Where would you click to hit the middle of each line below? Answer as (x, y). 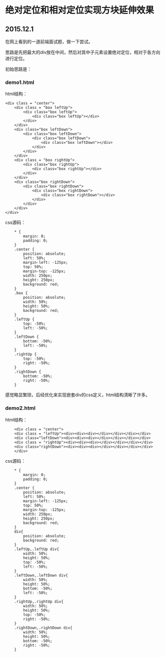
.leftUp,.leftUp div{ (36, 549)
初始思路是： (18, 69)
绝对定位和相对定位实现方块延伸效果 (80, 10)
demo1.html (20, 82)
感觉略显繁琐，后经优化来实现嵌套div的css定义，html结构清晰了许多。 (78, 395)
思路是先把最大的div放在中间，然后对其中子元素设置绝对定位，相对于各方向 (83, 52)
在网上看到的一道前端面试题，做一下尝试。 (49, 41)
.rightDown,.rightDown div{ (43, 628)
